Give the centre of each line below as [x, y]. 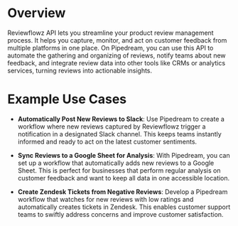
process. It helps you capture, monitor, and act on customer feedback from [117, 40]
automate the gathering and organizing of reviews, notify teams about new [117, 55]
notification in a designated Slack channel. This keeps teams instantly [119, 134]
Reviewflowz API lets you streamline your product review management [111, 33]
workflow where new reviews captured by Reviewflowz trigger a [112, 127]
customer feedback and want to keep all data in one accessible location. [124, 178]
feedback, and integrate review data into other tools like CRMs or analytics [117, 63]
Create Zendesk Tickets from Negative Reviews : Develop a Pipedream [123, 192]
